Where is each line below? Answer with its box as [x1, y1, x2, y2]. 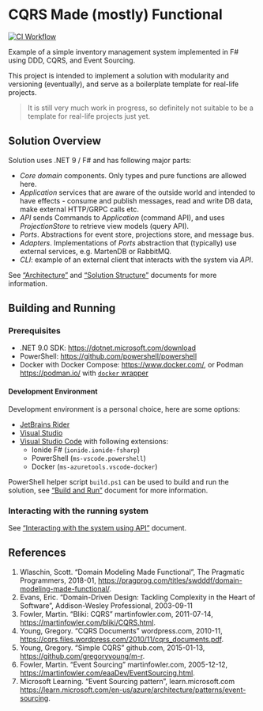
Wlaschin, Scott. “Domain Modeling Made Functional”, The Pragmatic [19, 567, 245, 576]
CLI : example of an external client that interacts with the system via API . [19, 255, 254, 264]
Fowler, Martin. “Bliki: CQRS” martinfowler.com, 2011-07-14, [19, 609, 213, 618]
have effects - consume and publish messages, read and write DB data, [19, 196, 253, 205]
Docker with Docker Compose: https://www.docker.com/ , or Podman [19, 360, 244, 370]
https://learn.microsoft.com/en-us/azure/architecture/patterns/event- [19, 685, 246, 694]
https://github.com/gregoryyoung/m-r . [19, 651, 145, 660]
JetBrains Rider [19, 420, 70, 429]
